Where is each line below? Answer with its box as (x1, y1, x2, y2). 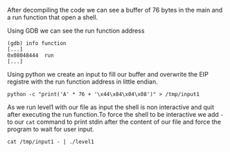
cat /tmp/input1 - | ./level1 (7, 138, 95, 145)
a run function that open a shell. (7, 13, 98, 21)
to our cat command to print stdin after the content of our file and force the (7, 117, 222, 126)
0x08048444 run (7, 52, 54, 59)
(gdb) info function (7, 40, 67, 47)
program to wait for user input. (7, 125, 95, 133)
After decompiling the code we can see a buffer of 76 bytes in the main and (7, 6, 223, 14)
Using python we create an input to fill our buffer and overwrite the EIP (7, 70, 209, 78)
